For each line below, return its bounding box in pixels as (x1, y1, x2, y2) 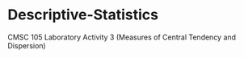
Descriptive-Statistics (7, 6, 159, 24)
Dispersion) (7, 40, 46, 50)
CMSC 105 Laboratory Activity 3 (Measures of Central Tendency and (7, 32, 236, 42)
